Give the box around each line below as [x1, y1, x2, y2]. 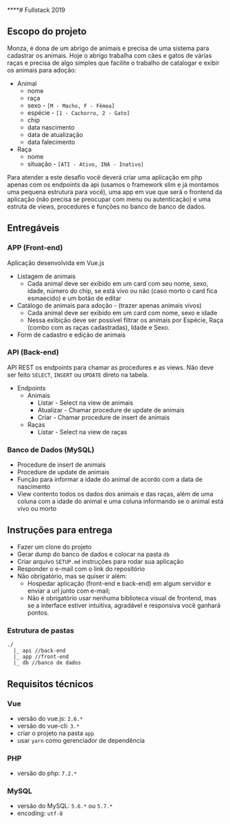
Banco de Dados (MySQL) [7, 445, 95, 454]
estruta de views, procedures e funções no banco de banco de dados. [7, 202, 207, 211]
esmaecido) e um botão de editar [27, 294, 122, 302]
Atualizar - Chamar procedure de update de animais [37, 405, 185, 414]
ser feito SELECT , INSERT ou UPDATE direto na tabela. [7, 370, 149, 379]
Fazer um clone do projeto [16, 542, 92, 551]
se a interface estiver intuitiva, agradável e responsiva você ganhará [27, 601, 221, 609]
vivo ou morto [16, 505, 57, 513]
